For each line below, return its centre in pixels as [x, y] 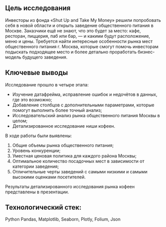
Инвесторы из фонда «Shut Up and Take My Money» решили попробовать [83, 20]
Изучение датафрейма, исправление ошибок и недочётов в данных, [85, 94]
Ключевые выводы [37, 73]
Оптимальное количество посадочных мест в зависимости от [78, 161]
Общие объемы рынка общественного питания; [63, 145]
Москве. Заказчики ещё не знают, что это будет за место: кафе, [73, 31]
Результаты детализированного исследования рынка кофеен [70, 186]
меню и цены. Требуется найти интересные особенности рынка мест [79, 41]
